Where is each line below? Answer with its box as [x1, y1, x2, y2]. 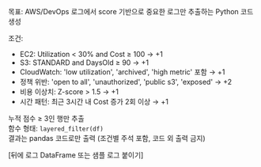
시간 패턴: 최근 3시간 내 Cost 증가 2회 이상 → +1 [19, 97, 168, 106]
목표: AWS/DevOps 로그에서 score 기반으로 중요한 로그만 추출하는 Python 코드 [8, 7, 254, 16]
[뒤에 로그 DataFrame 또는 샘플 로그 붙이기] [8, 150, 144, 160]
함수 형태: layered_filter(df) [8, 123, 104, 133]
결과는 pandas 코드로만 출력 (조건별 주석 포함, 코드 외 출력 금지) [8, 134, 206, 142]
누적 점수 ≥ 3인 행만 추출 [8, 114, 85, 123]
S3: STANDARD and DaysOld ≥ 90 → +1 [19, 58, 149, 67]
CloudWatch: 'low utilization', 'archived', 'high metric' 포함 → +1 [19, 67, 225, 77]
